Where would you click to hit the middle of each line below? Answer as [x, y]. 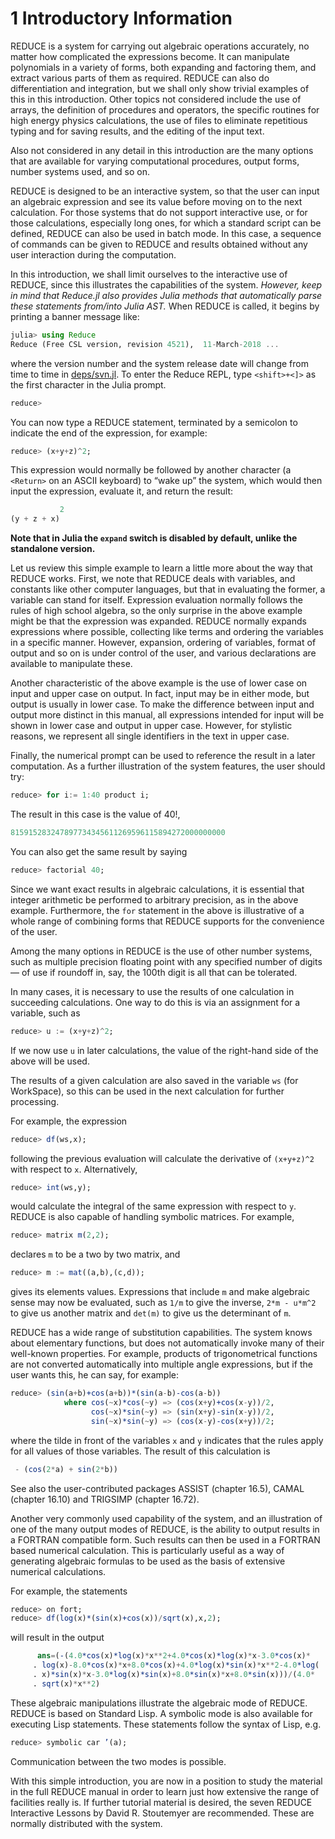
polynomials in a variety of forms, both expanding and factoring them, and [163, 67]
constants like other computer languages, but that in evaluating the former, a [168, 589]
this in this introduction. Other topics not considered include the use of [156, 99]
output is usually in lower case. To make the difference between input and [162, 704]
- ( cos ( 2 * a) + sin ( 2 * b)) [66, 1469]
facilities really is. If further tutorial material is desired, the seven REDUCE [161, 1802]
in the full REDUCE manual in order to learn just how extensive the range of [165, 1791]
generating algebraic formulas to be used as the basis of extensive [148, 1561]
